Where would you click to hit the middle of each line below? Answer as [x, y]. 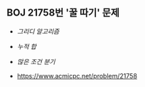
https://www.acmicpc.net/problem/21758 [77, 76]
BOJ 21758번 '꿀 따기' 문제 [63, 13]
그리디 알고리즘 [38, 31]
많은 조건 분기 [36, 61]
